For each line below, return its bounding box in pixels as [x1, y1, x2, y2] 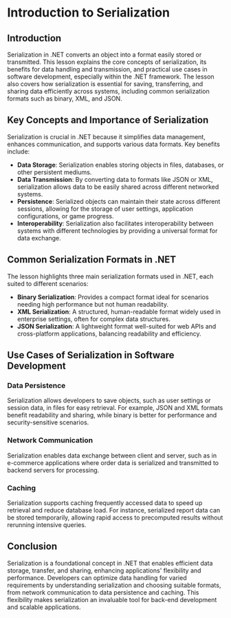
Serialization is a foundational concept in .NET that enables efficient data [7, 559, 213, 567]
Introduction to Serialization [7, 5, 170, 21]
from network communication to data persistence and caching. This [7, 588, 199, 597]
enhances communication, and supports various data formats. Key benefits [7, 140, 220, 148]
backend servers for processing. [7, 466, 100, 474]
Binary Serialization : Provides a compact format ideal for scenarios [16, 293, 209, 301]
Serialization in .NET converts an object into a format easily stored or [7, 50, 202, 59]
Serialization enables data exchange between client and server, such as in [7, 451, 217, 460]
